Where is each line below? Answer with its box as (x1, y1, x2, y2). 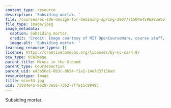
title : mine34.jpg (5, 78, 44, 83)
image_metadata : (5, 26, 40, 31)
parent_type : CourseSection (5, 64, 65, 69)
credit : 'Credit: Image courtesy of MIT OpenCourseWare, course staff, (10, 36, 165, 41)
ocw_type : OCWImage (5, 54, 47, 60)
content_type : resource (5, 7, 56, 13)
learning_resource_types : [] (5, 45, 67, 50)
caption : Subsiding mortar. (10, 31, 70, 36)
